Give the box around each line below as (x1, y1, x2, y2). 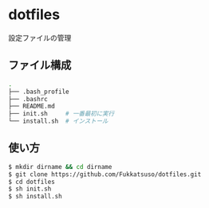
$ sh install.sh (8, 193, 62, 201)
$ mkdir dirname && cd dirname (8, 163, 112, 171)
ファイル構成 (8, 58, 72, 73)
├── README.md (8, 102, 56, 111)
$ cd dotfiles (8, 178, 56, 186)
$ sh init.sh (8, 185, 52, 193)
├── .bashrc (8, 95, 48, 103)
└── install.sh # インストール (8, 117, 108, 125)
